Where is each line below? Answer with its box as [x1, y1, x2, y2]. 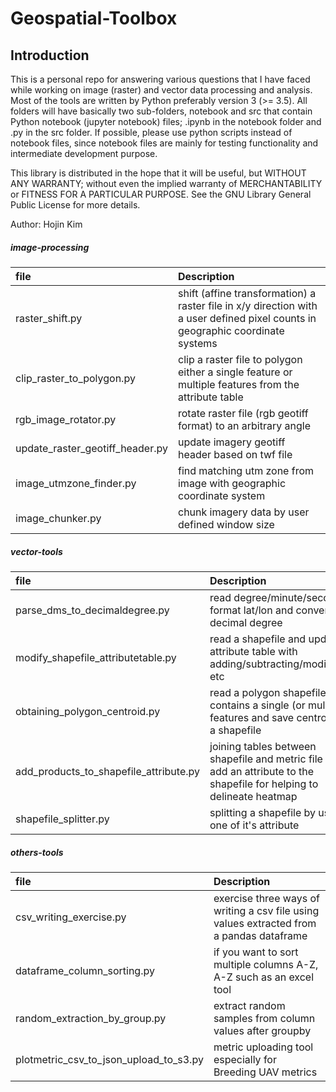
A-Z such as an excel [213, 970, 315, 984]
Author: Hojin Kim [10, 218, 83, 230]
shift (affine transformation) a [177, 286, 317, 300]
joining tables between [209, 739, 317, 753]
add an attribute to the [209, 764, 315, 778]
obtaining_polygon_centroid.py [15, 704, 161, 718]
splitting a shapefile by [209, 805, 316, 819]
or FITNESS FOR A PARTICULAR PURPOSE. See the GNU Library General [10, 188, 312, 200]
